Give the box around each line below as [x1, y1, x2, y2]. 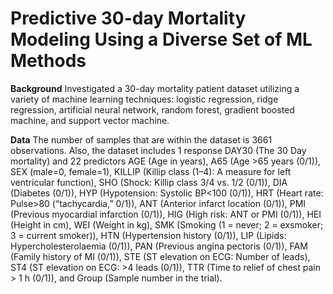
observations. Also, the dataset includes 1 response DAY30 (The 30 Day [10, 144, 307, 156]
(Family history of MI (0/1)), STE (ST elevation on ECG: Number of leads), [10, 250, 311, 262]
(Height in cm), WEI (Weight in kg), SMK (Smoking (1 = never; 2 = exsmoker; [10, 218, 324, 231]
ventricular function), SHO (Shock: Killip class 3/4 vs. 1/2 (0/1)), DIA [10, 176, 288, 188]
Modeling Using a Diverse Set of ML [10, 28, 313, 51]
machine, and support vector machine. [10, 114, 170, 126]
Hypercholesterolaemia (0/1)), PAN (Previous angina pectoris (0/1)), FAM [10, 240, 308, 252]
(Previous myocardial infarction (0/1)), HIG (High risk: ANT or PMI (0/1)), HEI [10, 208, 322, 220]
